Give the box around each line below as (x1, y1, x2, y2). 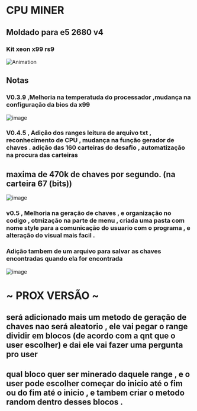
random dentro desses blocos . (6, 397, 123, 407)
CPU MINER (6, 4, 64, 17)
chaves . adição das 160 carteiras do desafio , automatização (6, 143, 185, 152)
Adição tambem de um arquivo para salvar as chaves (6, 247, 162, 255)
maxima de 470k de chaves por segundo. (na (6, 169, 176, 179)
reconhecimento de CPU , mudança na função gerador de (6, 136, 175, 145)
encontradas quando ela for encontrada (6, 255, 123, 263)
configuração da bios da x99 (6, 101, 91, 109)
